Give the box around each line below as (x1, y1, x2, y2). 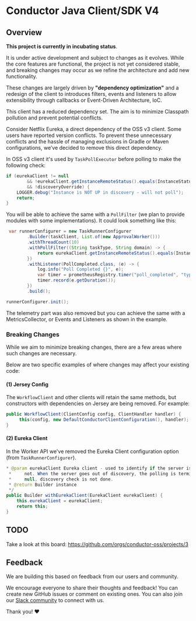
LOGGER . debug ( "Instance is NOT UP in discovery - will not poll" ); (16, 189, 184, 195)
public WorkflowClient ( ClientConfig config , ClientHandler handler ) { (6, 411, 181, 417)
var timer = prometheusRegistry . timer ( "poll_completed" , (37, 272, 179, 278)
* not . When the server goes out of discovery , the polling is (8, 471, 176, 476)
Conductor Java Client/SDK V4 (6, 4, 159, 18)
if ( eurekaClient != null (6, 173, 69, 179)
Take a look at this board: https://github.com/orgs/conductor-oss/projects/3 (6, 540, 188, 548)
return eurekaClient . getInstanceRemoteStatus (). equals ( (37, 250, 176, 256)
